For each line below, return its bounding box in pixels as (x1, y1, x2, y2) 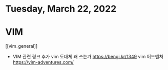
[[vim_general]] (5, 43, 38, 49)
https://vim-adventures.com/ (12, 59, 74, 65)
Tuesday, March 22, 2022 (5, 3, 117, 15)
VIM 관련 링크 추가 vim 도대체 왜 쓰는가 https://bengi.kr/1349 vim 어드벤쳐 (12, 54, 164, 60)
